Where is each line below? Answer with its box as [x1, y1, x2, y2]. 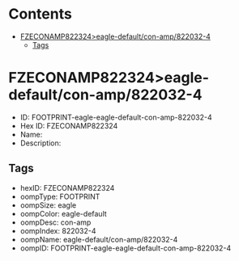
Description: [19, 138, 62, 148]
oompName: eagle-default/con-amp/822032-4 [19, 234, 178, 244]
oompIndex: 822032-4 [19, 225, 96, 235]
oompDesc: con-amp [19, 217, 92, 227]
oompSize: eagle [19, 200, 77, 210]
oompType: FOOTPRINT [19, 192, 100, 201]
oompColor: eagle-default [19, 208, 107, 218]
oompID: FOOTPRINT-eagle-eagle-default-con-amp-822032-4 [19, 243, 232, 253]
